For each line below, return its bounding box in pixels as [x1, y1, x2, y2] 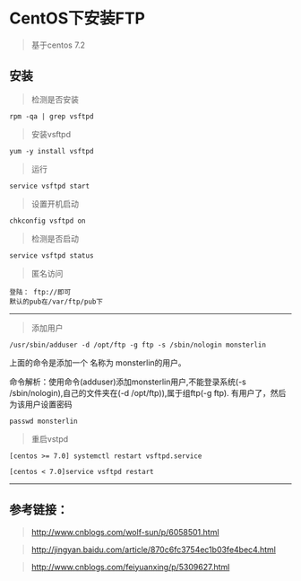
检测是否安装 [30, 93, 79, 104]
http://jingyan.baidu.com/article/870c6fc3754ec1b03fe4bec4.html [30, 544, 276, 555]
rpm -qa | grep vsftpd [9, 111, 94, 121]
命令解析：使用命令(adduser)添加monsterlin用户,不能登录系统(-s [9, 376, 246, 387]
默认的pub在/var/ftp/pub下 [9, 297, 103, 306]
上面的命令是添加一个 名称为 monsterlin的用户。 [9, 357, 186, 368]
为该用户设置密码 [9, 399, 73, 409]
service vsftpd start [9, 181, 90, 190]
